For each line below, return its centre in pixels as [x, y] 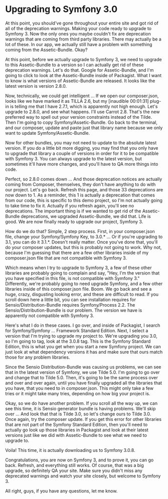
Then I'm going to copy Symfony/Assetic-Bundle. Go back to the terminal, [81, 122]
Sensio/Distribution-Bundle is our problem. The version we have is [74, 310]
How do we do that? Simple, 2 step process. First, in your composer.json [80, 231]
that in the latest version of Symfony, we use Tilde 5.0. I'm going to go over [82, 372]
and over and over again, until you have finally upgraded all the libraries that [83, 383]
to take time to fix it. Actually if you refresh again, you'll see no [70, 205]
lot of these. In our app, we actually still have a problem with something [79, 44]
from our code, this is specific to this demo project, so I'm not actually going [84, 200]
